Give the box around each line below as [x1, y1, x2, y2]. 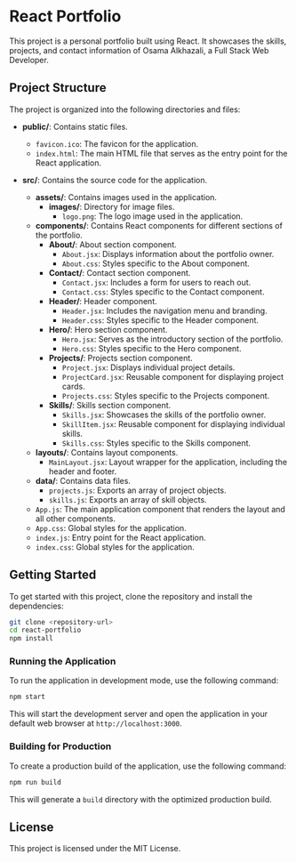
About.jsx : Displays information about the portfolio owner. [61, 248, 275, 259]
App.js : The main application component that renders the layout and [35, 504, 286, 514]
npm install [9, 634, 53, 643]
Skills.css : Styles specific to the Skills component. [61, 438, 252, 448]
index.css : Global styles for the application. [35, 541, 195, 552]
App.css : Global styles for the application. [35, 522, 187, 533]
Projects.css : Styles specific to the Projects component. [61, 390, 270, 401]
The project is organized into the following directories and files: [9, 104, 241, 115]
